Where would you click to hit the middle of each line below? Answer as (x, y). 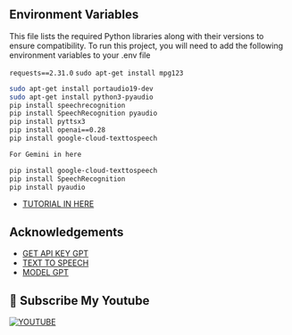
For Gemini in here (46, 154)
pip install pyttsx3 (48, 122)
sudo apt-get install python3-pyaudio (81, 97)
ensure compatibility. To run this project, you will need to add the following (146, 45)
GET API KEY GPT (55, 254)
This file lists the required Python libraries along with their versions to (137, 36)
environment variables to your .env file (80, 55)
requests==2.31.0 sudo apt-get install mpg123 (96, 73)
